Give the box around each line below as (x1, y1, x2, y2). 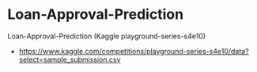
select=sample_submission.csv (18, 55, 121, 64)
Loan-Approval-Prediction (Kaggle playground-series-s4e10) (7, 31, 206, 41)
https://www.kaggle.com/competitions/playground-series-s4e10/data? (18, 46, 250, 56)
